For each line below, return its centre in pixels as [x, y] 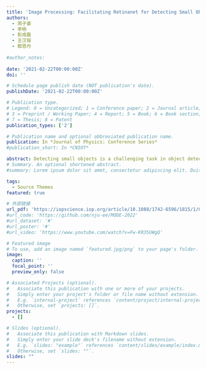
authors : [17, 18]
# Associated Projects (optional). [52, 283]
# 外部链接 [18, 204]
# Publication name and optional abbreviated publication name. [90, 136]
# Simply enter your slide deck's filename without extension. [91, 340]
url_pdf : [17, 210]
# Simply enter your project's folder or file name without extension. [103, 294]
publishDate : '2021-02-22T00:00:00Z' [55, 92]
